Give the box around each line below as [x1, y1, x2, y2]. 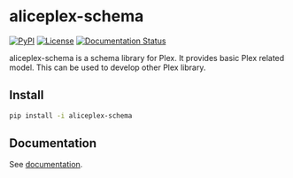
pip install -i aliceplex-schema [9, 111, 133, 120]
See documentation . [9, 159, 83, 170]
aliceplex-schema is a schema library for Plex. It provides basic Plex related [9, 52, 285, 63]
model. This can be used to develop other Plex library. [9, 62, 206, 73]
